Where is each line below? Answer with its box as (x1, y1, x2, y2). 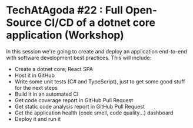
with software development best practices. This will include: (6, 54, 152, 61)
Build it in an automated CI (14, 90, 79, 97)
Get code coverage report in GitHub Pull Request (14, 96, 134, 103)
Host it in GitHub (14, 72, 55, 79)
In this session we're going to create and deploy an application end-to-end (6, 48, 187, 55)
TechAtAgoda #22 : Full (6, 4, 124, 17)
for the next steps (14, 84, 58, 91)
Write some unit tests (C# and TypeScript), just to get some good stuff (14, 78, 185, 85)
